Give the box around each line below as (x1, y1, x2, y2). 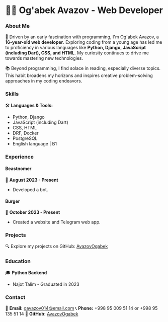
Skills (5, 91, 19, 98)
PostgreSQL (12, 135, 38, 141)
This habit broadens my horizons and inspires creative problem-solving (5, 72, 153, 78)
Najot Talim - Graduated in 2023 (12, 281, 79, 287)
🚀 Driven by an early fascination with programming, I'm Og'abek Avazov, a (5, 34, 159, 40)
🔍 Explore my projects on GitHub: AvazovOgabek (5, 244, 108, 250)
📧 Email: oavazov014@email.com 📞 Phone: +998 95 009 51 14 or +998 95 (5, 305, 158, 311)
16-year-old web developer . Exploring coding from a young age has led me (5, 39, 162, 45)
